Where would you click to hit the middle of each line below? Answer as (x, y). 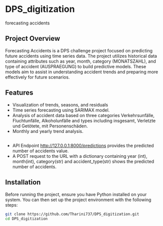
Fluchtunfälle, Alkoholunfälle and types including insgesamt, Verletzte (84, 120)
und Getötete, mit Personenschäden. (50, 126)
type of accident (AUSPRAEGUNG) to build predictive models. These (76, 66)
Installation (23, 182)
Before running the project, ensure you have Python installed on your (76, 194)
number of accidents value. (40, 151)
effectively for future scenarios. (37, 77)
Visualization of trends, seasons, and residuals (60, 105)
